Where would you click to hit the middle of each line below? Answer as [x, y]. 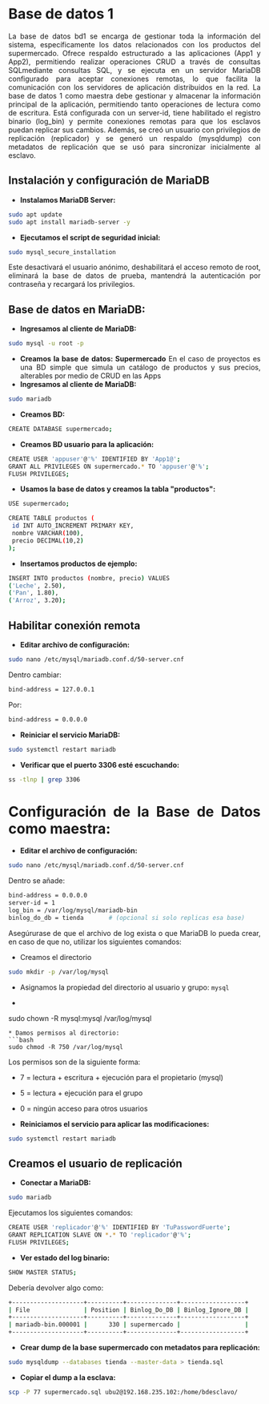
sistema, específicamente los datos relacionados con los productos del [134, 44]
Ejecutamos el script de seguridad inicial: [90, 237]
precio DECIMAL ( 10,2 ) [48, 541]
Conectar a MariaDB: [55, 1183]
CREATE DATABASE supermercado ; [60, 429]
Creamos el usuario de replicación [95, 1163]
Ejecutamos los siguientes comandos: [71, 1213]
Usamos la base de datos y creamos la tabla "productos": [118, 489]
